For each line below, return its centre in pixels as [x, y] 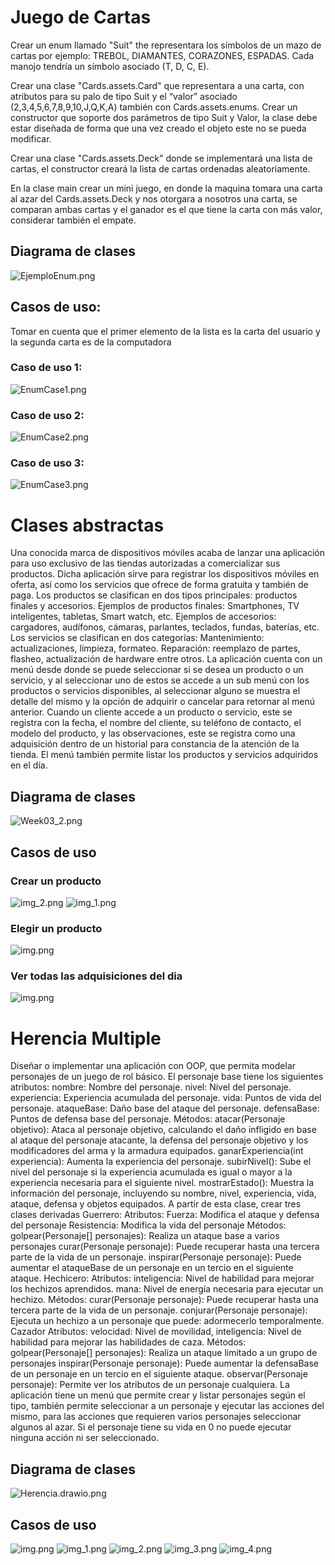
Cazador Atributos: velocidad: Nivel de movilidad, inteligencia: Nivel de [156, 1332]
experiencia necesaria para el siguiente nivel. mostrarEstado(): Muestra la [162, 1183]
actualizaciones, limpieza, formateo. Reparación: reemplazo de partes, [155, 648]
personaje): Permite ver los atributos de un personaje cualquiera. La [150, 1385]
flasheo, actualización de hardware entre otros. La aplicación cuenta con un [166, 659]
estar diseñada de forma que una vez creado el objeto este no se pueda [158, 128]
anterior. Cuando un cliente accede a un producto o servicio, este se [151, 712]
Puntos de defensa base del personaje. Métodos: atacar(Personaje [148, 1119]
